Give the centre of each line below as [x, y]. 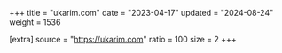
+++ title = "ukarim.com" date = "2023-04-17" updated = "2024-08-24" [141, 13]
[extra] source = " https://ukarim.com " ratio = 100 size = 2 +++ [123, 39]
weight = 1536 [35, 22]
